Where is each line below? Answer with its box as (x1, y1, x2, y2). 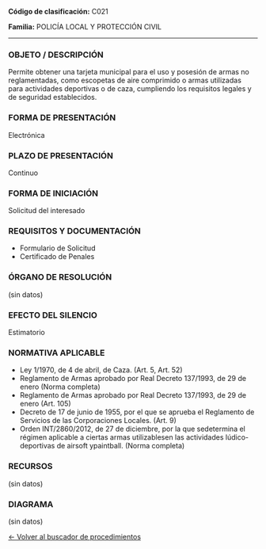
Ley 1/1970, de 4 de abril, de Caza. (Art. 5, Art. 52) (19, 365, 183, 375)
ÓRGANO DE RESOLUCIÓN (8, 272, 112, 283)
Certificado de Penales (19, 252, 95, 261)
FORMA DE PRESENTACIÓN (8, 112, 116, 124)
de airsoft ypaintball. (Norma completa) (56, 441, 185, 451)
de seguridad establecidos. (8, 93, 97, 102)
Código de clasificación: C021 (8, 7, 108, 16)
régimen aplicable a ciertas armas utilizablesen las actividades (19, 433, 224, 442)
